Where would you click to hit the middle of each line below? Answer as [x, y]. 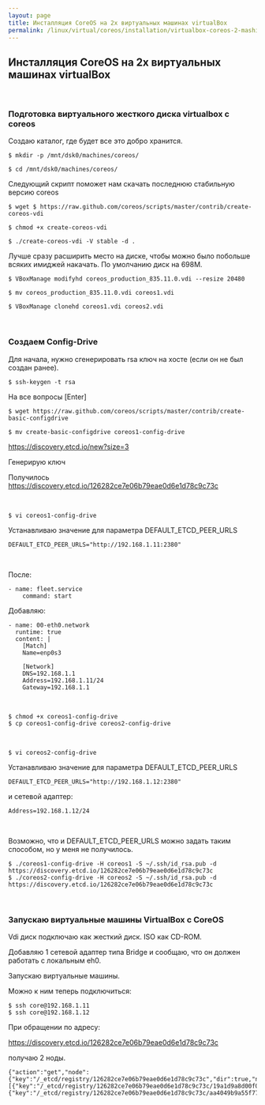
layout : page [30, 15]
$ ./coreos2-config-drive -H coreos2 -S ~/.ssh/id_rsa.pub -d [112, 877]
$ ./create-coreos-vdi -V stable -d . [72, 242]
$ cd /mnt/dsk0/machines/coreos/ [63, 170]
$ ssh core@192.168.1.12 [49, 1013]
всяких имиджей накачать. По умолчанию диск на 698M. [105, 265]
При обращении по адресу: [54, 1028]
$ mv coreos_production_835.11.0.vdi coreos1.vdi [91, 293]
